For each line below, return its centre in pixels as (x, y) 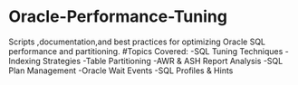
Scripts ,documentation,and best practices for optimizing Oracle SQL (137, 42)
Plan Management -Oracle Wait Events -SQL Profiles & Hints (121, 71)
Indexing (25, 61)
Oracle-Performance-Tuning (118, 17)
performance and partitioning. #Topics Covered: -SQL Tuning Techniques (146, 51)
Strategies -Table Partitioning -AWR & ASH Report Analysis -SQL (163, 61)
